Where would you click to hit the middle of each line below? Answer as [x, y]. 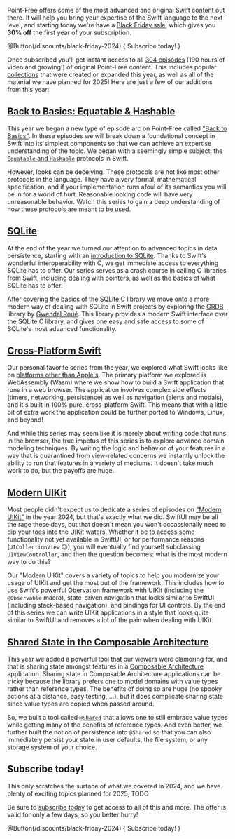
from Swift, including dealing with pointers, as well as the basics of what [111, 278]
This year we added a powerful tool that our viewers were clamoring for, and [117, 659]
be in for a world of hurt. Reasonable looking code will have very [100, 194]
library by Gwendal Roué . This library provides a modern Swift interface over [117, 314]
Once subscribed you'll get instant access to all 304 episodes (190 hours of [116, 60]
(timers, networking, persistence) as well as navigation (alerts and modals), [115, 397]
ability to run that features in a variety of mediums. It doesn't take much [110, 463]
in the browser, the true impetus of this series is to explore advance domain [116, 441]
